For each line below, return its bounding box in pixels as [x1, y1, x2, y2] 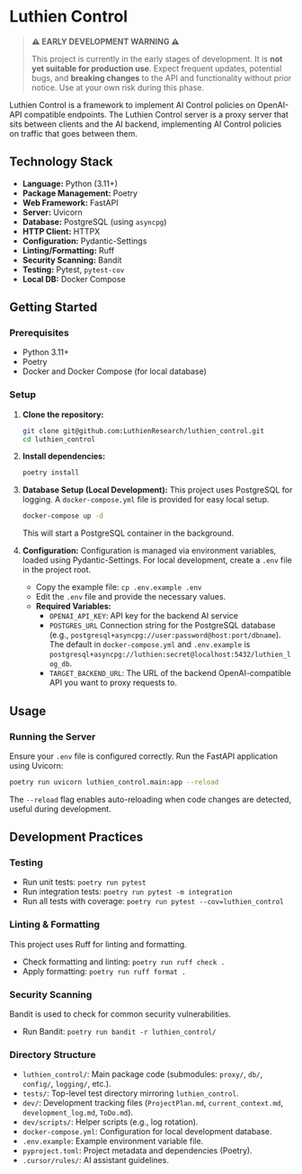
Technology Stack [9, 155, 113, 170]
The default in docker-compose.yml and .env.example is [49, 639, 251, 650]
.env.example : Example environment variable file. [22, 1135, 204, 1147]
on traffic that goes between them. [9, 128, 138, 138]
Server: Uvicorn [22, 207, 83, 218]
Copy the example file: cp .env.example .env [35, 582, 202, 592]
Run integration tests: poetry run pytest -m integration [22, 886, 233, 897]
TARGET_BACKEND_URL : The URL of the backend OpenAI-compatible [49, 668, 292, 679]
